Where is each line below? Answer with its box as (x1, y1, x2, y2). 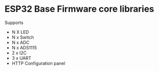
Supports (4, 20, 24, 25)
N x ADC (11, 39, 30, 45)
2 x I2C (11, 50, 27, 56)
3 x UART (11, 55, 32, 61)
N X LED (11, 29, 29, 35)
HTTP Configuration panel (11, 60, 65, 66)
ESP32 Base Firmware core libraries (4, 3, 155, 15)
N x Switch (11, 34, 34, 40)
